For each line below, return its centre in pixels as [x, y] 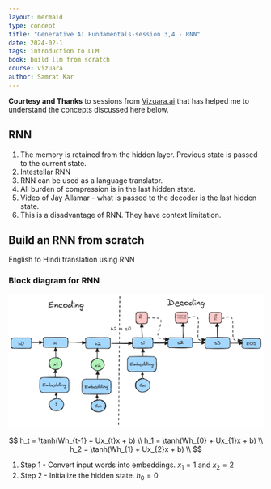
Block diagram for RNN [54, 281]
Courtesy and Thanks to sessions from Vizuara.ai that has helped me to [129, 100]
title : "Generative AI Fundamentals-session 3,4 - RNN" [104, 34]
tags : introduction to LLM [54, 51]
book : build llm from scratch [59, 60]
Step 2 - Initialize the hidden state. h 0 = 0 [89, 476]
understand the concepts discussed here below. [89, 109]
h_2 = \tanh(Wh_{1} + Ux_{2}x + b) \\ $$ [136, 449]
